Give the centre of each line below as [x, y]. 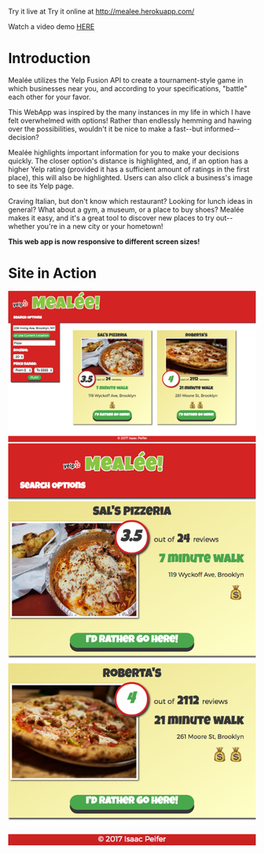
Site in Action [53, 274]
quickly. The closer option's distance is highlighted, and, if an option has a [128, 161]
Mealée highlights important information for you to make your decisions [124, 152]
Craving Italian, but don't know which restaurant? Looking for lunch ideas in [130, 201]
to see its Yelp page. [41, 186]
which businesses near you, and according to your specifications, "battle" [128, 88]
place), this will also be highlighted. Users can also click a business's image [130, 177]
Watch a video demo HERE [51, 26]
